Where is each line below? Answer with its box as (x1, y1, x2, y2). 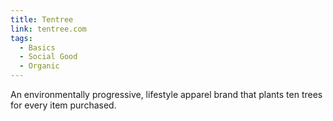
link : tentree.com (10, 24, 87, 34)
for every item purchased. (10, 99, 117, 111)
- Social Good (19, 52, 78, 62)
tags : (10, 33, 33, 43)
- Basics (19, 42, 56, 53)
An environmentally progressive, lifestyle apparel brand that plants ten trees (10, 89, 323, 100)
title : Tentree (10, 14, 74, 25)
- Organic (19, 61, 60, 71)
